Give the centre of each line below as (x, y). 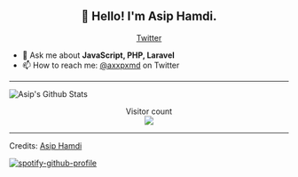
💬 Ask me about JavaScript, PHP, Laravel (98, 55)
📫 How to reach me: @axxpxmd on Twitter (101, 65)
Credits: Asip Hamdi (46, 145)
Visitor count (149, 111)
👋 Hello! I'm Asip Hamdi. (149, 16)
